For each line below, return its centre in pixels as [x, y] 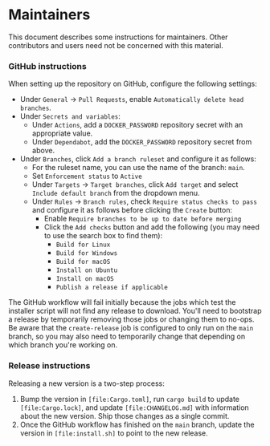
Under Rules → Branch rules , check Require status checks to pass [144, 201]
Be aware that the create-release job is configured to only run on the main [131, 328]
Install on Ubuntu [87, 270]
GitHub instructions [47, 66]
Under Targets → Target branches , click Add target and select [135, 184]
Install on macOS [85, 279]
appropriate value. [62, 133]
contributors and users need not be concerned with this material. [116, 45]
